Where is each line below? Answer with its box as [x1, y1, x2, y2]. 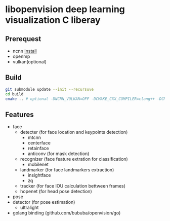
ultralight [20, 204, 39, 211]
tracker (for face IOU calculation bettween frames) [20, 183, 125, 189]
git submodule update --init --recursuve [5, 87, 94, 92]
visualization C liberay [5, 14, 101, 26]
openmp [12, 53, 30, 59]
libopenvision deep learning [5, 4, 125, 15]
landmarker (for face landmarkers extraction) [20, 167, 114, 173]
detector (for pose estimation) [12, 199, 75, 205]
